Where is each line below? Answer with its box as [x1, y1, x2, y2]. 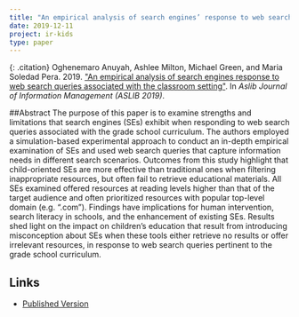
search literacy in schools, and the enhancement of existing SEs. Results [9, 211, 275, 222]
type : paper [9, 37, 53, 47]
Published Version [21, 298, 89, 309]
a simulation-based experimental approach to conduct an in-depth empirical [9, 136, 289, 147]
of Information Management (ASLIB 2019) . [9, 91, 166, 101]
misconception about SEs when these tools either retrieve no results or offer [9, 230, 289, 241]
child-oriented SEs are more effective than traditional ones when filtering [9, 164, 276, 175]
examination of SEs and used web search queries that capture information [9, 146, 281, 156]
